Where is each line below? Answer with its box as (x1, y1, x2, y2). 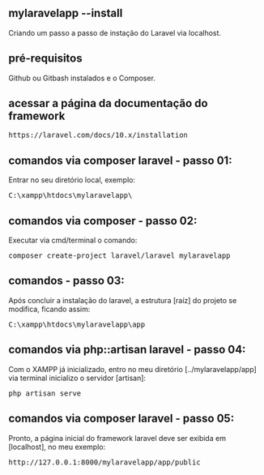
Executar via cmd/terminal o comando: (8, 235, 138, 246)
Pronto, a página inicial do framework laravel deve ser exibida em (8, 433, 227, 443)
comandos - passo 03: (8, 274, 126, 288)
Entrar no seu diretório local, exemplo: (8, 175, 136, 185)
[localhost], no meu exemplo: (8, 442, 106, 451)
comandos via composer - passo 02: (8, 214, 198, 228)
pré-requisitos (8, 52, 83, 66)
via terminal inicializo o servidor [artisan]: (8, 373, 147, 383)
